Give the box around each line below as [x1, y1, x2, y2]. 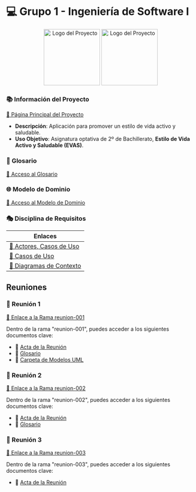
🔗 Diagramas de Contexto [9, 262, 82, 270]
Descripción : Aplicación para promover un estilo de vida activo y [14, 122, 176, 130]
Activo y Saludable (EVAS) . [14, 142, 84, 149]
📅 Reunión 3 [6, 436, 42, 444]
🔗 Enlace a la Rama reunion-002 [6, 385, 86, 392]
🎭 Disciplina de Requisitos [6, 214, 86, 223]
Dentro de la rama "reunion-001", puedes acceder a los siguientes [6, 325, 170, 332]
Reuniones [6, 282, 47, 292]
